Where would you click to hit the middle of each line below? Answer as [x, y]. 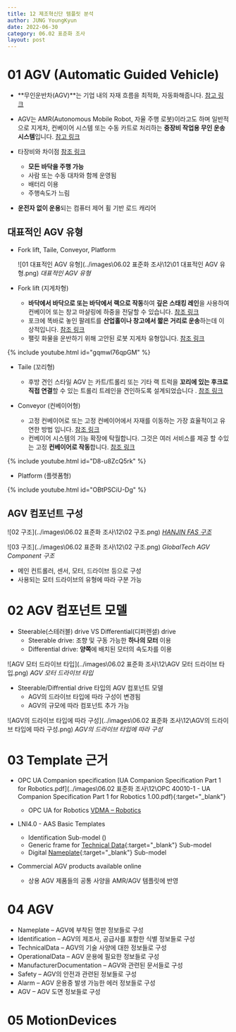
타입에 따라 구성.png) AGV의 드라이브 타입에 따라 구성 [89, 729]
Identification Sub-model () [67, 837]
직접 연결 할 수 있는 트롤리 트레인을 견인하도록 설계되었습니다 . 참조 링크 [125, 390]
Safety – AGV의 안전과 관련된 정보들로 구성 [77, 974]
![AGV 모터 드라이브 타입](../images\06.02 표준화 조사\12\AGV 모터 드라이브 [112, 664]
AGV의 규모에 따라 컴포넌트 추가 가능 [79, 705]
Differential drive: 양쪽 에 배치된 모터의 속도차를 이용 [100, 649]
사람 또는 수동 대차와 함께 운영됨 [72, 175]
